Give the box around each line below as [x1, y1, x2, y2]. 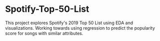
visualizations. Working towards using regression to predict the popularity [5, 25, 156, 31]
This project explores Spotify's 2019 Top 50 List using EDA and [5, 20, 133, 26]
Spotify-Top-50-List [5, 3, 90, 15]
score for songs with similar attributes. [5, 30, 83, 36]
